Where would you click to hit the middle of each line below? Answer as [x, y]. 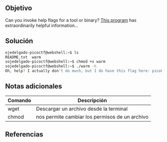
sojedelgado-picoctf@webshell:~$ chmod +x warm [55, 62]
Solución [19, 41]
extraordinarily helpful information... [42, 25]
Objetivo [19, 8]
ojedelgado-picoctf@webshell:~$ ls [42, 52]
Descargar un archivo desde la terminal [82, 109]
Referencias [24, 134]
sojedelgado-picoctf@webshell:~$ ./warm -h [51, 67]
